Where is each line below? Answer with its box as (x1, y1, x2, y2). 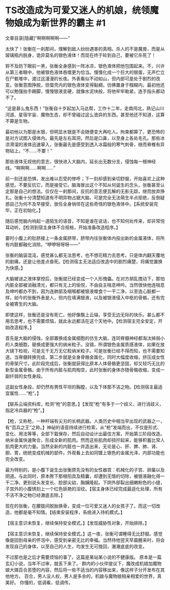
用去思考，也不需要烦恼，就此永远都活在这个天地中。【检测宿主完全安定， (5, 318, 158, 324)
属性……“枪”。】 (9, 390, 41, 396)
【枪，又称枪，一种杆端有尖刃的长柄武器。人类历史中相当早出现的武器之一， (5, 418, 165, 424)
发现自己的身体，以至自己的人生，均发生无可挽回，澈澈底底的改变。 (5, 543, 147, 549)
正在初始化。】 (14, 207, 43, 213)
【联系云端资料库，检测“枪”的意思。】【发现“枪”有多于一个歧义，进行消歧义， (5, 401, 164, 407)
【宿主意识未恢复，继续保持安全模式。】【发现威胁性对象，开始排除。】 (5, 520, 149, 526)
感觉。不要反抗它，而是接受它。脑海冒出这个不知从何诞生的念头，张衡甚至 (5, 182, 160, 188)
